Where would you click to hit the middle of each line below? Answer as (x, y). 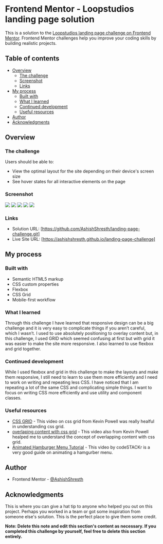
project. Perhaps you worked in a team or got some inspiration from (73, 512)
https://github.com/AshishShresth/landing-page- (91, 229)
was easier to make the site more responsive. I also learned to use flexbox (79, 344)
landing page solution (50, 19)
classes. (13, 398)
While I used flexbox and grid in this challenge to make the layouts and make (82, 372)
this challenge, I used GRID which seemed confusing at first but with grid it (80, 339)
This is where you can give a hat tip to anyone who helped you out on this (79, 506)
